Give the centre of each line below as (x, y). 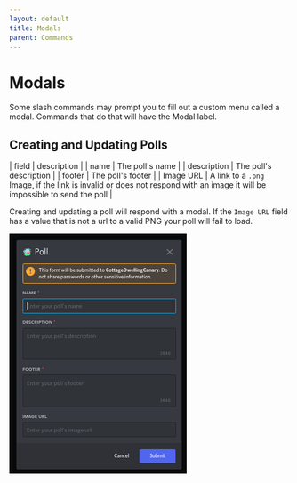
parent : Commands (41, 37)
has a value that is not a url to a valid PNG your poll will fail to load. (131, 221)
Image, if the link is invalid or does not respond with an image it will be (138, 185)
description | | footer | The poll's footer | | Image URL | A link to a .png (137, 176)
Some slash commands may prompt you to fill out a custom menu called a (144, 108)
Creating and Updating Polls (88, 145)
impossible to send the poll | (61, 195)
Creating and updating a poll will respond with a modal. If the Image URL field (149, 212)
